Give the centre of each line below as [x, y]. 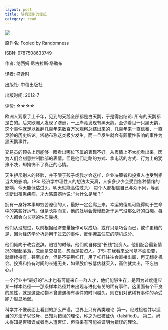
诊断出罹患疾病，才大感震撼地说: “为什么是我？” [54, 194]
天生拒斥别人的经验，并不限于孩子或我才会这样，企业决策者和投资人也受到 [82, 175]
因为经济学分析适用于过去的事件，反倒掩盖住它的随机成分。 [75, 234]
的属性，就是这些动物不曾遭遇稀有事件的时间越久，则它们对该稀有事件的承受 [84, 293]
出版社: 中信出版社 [24, 85]
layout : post [19, 10]
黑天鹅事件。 [18, 142]
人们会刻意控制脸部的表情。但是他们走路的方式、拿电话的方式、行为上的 [84, 158]
